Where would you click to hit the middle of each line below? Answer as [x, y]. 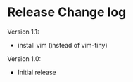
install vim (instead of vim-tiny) [62, 45]
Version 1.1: [24, 32]
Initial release [37, 72]
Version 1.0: [24, 59]
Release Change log [67, 12]
